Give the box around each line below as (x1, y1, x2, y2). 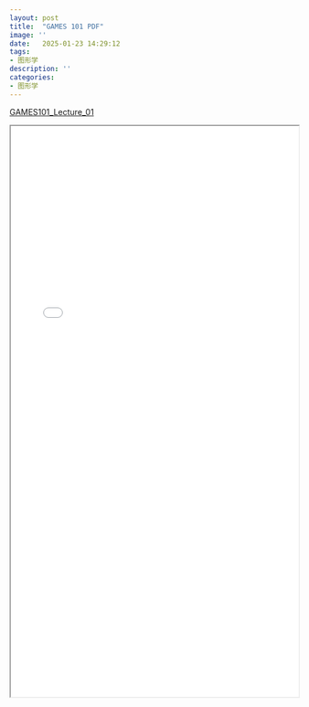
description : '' (9, 65, 71, 74)
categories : (9, 73, 55, 82)
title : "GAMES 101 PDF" (9, 22, 104, 31)
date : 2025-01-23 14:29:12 (9, 38, 121, 48)
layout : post (9, 13, 59, 23)
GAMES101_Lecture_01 (9, 106, 94, 117)
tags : (9, 47, 30, 57)
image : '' (9, 30, 48, 39)
